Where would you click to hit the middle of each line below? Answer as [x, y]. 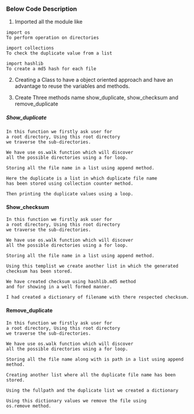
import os [18, 33]
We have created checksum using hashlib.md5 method [71, 282]
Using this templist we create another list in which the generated [92, 266]
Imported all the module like [48, 22]
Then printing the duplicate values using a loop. [70, 194]
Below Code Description [42, 9]
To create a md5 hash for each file [51, 69]
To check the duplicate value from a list [59, 53]
